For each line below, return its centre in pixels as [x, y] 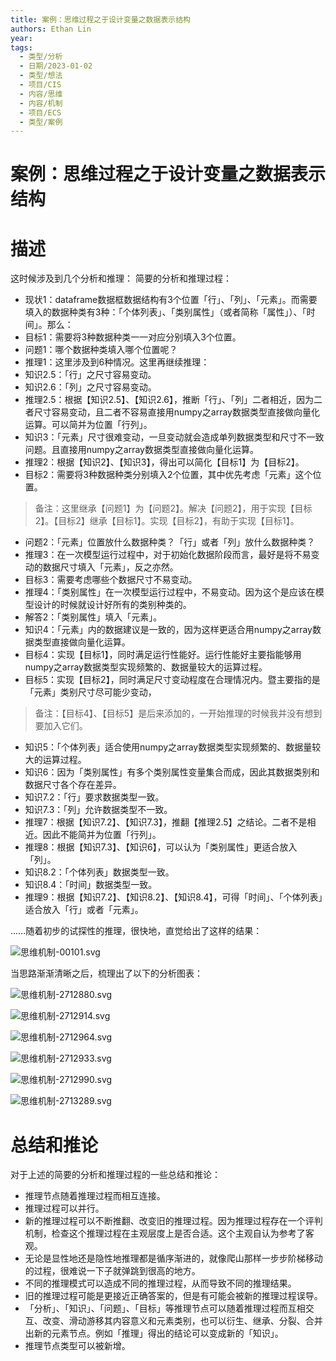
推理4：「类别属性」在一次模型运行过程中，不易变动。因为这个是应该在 [170, 592]
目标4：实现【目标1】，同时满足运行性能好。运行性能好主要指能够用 [163, 655]
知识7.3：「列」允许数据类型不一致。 [98, 810]
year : [21, 38]
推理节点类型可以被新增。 [77, 1346]
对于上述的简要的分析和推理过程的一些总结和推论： [115, 1175]
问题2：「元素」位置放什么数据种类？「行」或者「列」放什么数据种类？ [170, 542]
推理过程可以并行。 [64, 1208]
